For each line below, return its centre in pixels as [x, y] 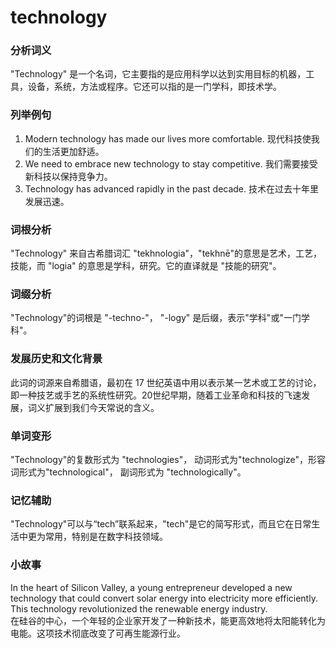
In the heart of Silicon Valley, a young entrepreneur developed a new [151, 587]
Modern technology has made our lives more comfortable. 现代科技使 [168, 138]
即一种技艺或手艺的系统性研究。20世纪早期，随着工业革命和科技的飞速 [156, 395]
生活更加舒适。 [73, 151]
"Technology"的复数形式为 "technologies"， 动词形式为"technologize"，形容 [168, 459]
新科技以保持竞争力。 [68, 176]
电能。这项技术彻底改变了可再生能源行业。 [98, 633]
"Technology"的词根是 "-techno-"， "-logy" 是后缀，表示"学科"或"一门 [156, 318]
